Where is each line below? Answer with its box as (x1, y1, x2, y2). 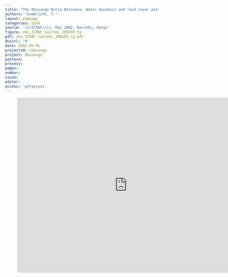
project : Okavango (5, 52, 42, 57)
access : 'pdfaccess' (5, 84, 47, 89)
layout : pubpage (5, 16, 38, 21)
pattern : (5, 57, 23, 62)
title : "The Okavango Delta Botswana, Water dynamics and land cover (5, 7, 150, 12)
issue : (5, 75, 19, 80)
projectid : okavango (5, 48, 47, 52)
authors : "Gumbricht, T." (5, 12, 57, 17)
